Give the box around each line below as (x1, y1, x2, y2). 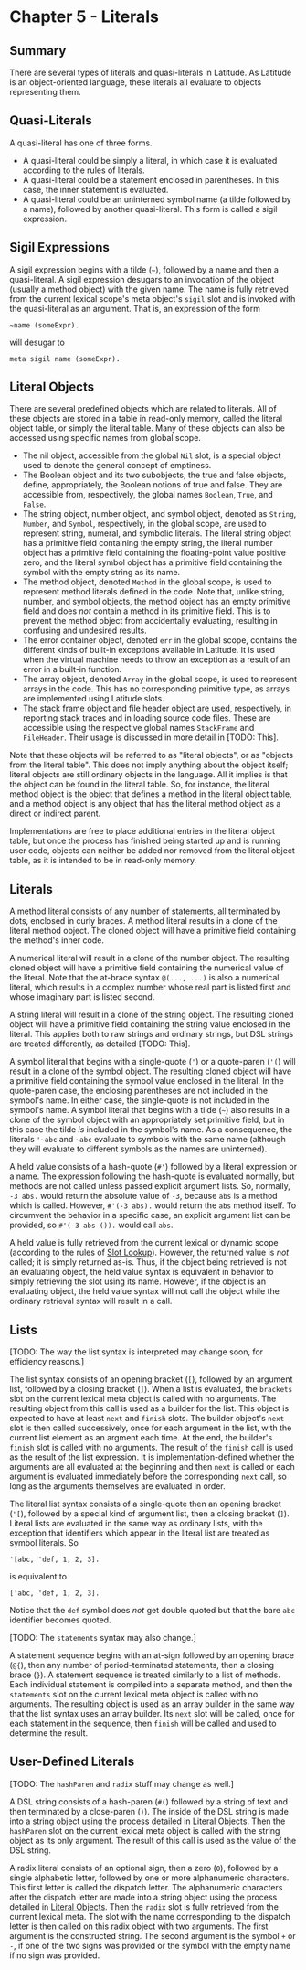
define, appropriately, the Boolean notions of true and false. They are (22, 479, 283, 490)
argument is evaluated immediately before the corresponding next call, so (9, 1471, 288, 1483)
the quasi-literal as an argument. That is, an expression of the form (9, 303, 260, 314)
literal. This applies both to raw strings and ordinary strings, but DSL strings (9, 1029, 294, 1040)
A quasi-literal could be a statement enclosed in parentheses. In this (22, 174, 280, 185)
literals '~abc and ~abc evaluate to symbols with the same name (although (9, 1134, 286, 1145)
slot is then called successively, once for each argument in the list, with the (9, 1422, 292, 1433)
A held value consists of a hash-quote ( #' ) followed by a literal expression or (9, 1162, 298, 1172)
